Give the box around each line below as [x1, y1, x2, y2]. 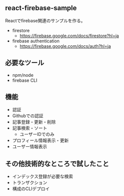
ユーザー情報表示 [12, 144, 47, 150]
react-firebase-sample [5, 4, 77, 12]
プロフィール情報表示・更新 [12, 137, 69, 143]
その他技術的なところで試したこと [5, 160, 109, 168]
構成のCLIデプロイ [12, 186, 50, 192]
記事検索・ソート [12, 125, 47, 131]
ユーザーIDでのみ [19, 131, 55, 137]
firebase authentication [12, 38, 60, 44]
